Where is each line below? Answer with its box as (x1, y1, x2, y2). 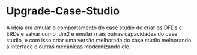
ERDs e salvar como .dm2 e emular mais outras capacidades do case (6, 30, 178, 37)
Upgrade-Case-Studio (6, 4, 120, 18)
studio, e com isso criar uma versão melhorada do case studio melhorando (6, 36, 192, 44)
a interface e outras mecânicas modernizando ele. (6, 43, 131, 50)
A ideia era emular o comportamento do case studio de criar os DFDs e (6, 24, 182, 31)
